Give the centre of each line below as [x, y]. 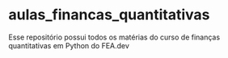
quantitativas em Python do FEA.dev [69, 45]
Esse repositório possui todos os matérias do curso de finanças [114, 37]
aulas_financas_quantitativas [109, 15]
